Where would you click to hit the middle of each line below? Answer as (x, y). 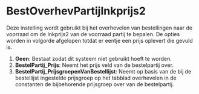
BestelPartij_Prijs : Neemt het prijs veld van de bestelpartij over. (94, 65)
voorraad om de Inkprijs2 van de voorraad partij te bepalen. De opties (93, 34)
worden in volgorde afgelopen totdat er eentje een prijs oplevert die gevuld (100, 40)
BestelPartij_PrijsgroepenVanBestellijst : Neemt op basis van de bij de (103, 71)
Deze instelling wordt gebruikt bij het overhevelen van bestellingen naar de (99, 28)
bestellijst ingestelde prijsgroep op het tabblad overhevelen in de (96, 78)
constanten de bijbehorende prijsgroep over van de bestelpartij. (94, 84)
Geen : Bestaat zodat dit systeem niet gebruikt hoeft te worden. (93, 58)
